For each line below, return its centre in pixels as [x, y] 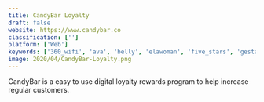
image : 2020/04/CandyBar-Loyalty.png [70, 60]
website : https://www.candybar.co [65, 30]
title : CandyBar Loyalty [49, 15]
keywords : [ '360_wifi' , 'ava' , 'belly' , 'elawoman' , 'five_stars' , [121, 52]
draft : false [29, 23]
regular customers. [39, 89]
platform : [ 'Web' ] [38, 45]
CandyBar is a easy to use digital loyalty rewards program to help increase [128, 81]
